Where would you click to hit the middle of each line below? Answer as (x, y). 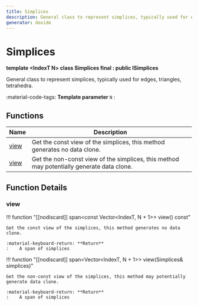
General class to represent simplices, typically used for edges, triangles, (94, 80)
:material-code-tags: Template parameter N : (61, 97)
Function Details (37, 187)
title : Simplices (27, 11)
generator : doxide (29, 22)
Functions (25, 116)
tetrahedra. (20, 85)
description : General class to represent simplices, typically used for (97, 17)
